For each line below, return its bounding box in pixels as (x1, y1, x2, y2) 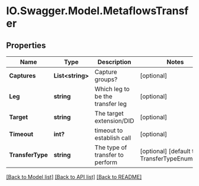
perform (94, 158, 117, 166)
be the (94, 92, 113, 100)
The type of (94, 143, 127, 152)
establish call (94, 134, 131, 142)
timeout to (94, 126, 123, 134)
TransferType (9, 151, 49, 159)
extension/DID (94, 117, 134, 125)
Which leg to (94, 85, 130, 93)
